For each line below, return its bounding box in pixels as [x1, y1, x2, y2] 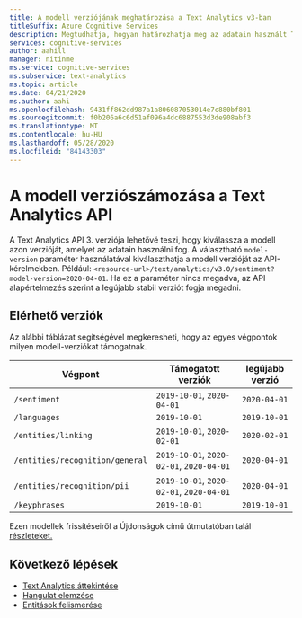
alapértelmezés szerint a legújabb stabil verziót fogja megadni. [9, 282, 242, 293]
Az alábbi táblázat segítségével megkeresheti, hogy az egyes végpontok [9, 331, 278, 342]
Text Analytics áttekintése [22, 580, 119, 591]
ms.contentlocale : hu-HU [9, 130, 102, 139]
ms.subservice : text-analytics [9, 72, 127, 81]
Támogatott [169, 363, 220, 375]
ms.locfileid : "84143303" [9, 146, 106, 155]
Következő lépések [9, 556, 119, 571]
